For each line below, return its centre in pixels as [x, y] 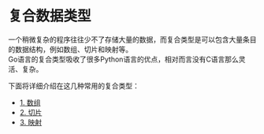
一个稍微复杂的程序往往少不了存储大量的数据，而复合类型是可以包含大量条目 [132, 39]
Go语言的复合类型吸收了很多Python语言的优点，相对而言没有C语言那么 [123, 59]
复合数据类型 [50, 16]
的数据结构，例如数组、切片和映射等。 [70, 49]
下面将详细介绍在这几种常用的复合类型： [74, 86]
